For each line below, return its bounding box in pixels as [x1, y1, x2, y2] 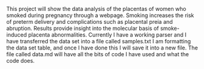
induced [6, 31, 27, 38]
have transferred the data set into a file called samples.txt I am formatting [6, 38, 191, 45]
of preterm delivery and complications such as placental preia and [6, 18, 173, 25]
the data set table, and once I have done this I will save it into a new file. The [6, 44, 199, 51]
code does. [6, 57, 35, 64]
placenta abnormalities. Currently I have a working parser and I [28, 31, 187, 38]
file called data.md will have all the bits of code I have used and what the [6, 51, 189, 57]
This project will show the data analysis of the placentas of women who [6, 5, 186, 12]
